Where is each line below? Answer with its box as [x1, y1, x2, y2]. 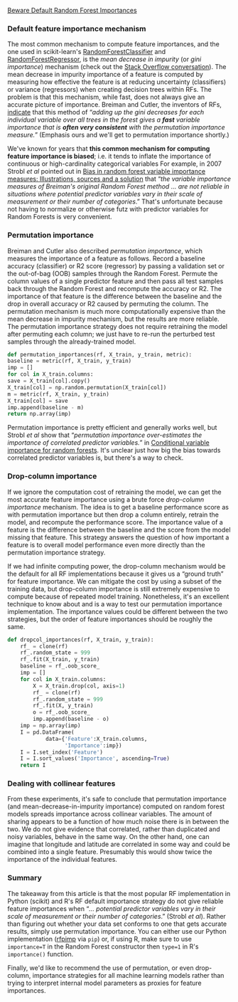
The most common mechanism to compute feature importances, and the [7, 40, 220, 48]
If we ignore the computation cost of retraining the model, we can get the [7, 487, 222, 496]
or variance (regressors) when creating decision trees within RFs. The [7, 85, 212, 94]
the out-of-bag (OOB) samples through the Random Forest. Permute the [7, 269, 218, 278]
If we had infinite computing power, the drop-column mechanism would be [7, 561, 226, 570]
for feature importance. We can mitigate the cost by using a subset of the [7, 576, 222, 586]
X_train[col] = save [7, 397, 69, 404]
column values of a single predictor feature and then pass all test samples [7, 277, 224, 285]
